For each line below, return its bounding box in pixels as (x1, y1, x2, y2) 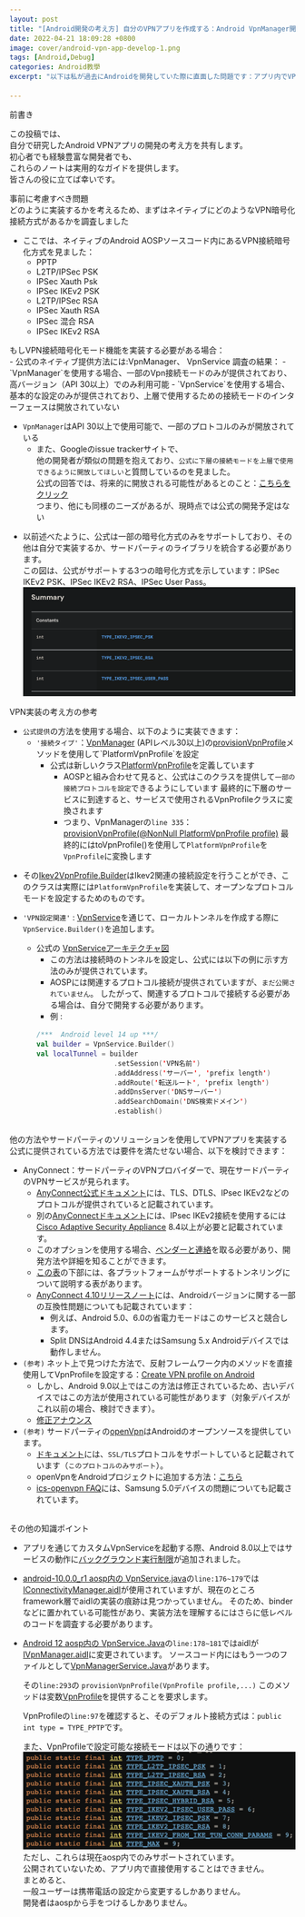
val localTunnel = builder (35, 1049, 139, 1058)
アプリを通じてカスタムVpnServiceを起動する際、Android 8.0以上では (22, 1543, 286, 1554)
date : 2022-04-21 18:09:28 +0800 (9, 34, 136, 43)
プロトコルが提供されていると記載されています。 (35, 1199, 219, 1210)
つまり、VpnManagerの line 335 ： (63, 817, 192, 828)
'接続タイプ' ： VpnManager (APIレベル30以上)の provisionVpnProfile (35, 737, 287, 749)
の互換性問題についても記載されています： (35, 1301, 195, 1312)
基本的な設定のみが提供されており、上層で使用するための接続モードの (9, 390, 271, 401)
